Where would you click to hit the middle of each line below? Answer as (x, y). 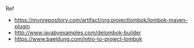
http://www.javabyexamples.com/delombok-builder (78, 33)
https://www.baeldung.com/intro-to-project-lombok (78, 39)
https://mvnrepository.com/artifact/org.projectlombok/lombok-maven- (101, 20)
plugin (22, 26)
